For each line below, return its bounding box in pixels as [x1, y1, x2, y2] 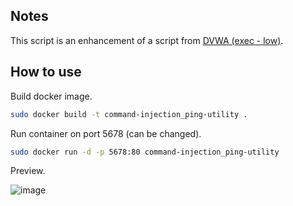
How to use [10, 64, 82, 81]
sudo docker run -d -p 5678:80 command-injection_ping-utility [10, 147, 280, 157]
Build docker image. [10, 90, 93, 102]
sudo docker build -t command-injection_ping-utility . [10, 109, 248, 119]
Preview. [10, 165, 46, 177]
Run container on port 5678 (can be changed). [10, 127, 202, 139]
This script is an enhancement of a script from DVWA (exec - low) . [10, 34, 284, 46]
